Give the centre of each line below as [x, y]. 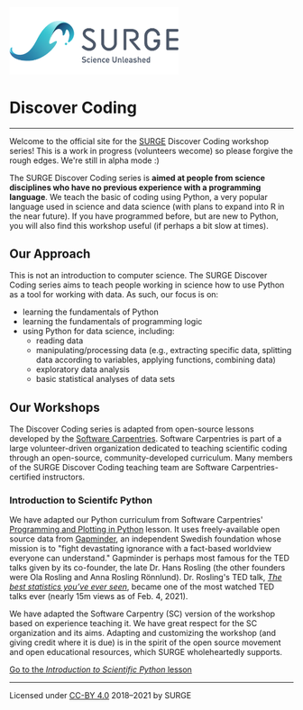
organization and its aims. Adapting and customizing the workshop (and [143, 633]
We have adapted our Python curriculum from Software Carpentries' [136, 520]
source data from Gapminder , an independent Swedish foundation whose [146, 539]
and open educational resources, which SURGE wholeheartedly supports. [146, 652]
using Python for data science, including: [98, 332]
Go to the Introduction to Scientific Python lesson [101, 669]
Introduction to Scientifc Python [81, 500]
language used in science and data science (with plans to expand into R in [147, 206]
